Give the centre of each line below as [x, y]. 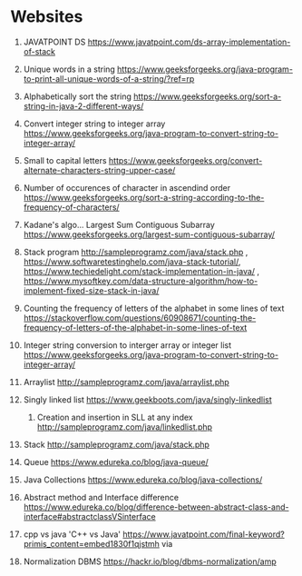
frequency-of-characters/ [72, 207]
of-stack [39, 51]
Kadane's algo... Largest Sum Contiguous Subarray [119, 224]
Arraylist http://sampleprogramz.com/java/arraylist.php [126, 382]
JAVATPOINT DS [54, 42]
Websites [47, 17]
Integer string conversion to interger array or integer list [127, 345]
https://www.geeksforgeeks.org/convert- [185, 160]
